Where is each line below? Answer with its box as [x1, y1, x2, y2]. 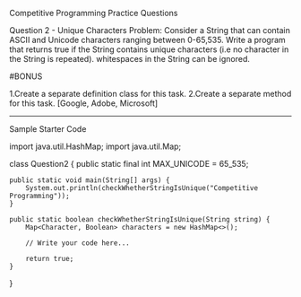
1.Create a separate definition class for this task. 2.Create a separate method [9, 89, 292, 99]
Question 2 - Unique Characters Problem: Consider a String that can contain [9, 25, 291, 35]
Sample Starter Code [9, 124, 87, 134]
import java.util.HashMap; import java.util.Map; [9, 141, 182, 152]
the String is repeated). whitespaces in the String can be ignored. [9, 54, 251, 64]
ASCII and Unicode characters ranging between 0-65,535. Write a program [9, 35, 287, 45]
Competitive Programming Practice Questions [9, 8, 178, 18]
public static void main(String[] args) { [9, 176, 170, 185]
